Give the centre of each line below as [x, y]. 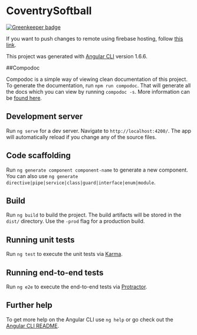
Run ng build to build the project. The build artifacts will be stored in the [94, 215]
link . [11, 45]
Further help [29, 305]
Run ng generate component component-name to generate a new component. [97, 170]
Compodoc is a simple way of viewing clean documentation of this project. [97, 79]
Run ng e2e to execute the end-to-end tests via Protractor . [77, 287]
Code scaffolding [38, 155]
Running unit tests [40, 240]
